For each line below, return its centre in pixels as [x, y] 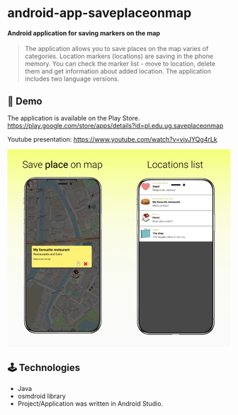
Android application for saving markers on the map [84, 33]
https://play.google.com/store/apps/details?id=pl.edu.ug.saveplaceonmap [115, 126]
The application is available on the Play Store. [74, 118]
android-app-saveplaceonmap [100, 13]
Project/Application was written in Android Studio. [90, 403]
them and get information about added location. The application [118, 72]
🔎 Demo [25, 101]
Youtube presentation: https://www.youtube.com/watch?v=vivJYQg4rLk [112, 140]
